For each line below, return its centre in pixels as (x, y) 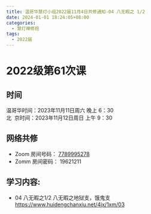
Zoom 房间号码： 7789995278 (52, 154)
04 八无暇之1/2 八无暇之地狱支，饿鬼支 (62, 197)
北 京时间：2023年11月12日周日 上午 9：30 (59, 118)
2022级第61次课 (46, 71)
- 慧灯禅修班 (26, 28)
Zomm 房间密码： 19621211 (48, 161)
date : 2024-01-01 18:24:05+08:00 (48, 17)
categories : (21, 23)
